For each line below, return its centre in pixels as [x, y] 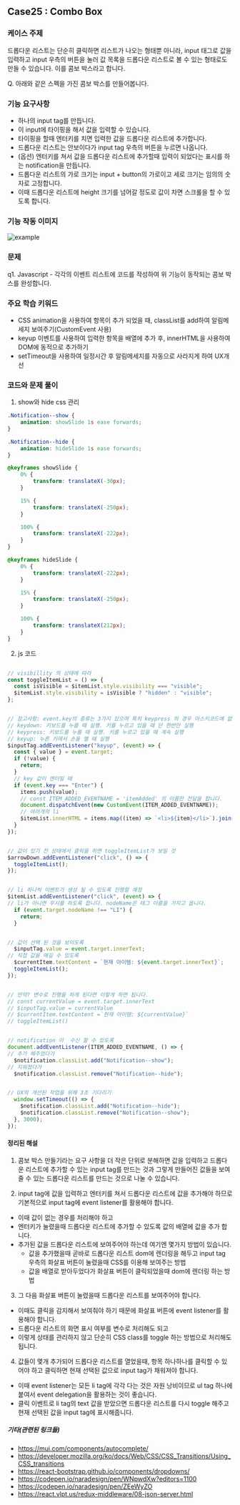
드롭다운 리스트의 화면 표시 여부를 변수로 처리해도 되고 [93, 1328]
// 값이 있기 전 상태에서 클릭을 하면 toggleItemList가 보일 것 [91, 851]
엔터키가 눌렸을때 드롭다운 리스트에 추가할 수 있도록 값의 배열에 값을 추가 [119, 1226]
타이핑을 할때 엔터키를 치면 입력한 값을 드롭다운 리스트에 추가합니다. [112, 138]
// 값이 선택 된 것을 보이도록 [46, 943]
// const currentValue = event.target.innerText [81, 1001]
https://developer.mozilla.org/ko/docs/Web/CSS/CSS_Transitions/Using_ [124, 1456]
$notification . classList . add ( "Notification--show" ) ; [94, 1061]
